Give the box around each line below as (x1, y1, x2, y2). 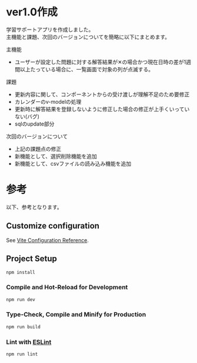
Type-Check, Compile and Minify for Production (6, 311, 146, 319)
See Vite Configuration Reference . (6, 236, 89, 243)
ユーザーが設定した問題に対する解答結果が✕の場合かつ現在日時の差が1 (14, 58, 186, 65)
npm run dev (6, 296, 35, 302)
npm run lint (6, 351, 38, 357)
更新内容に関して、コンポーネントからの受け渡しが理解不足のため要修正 (14, 91, 190, 98)
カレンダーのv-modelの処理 (14, 98, 82, 105)
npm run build (6, 324, 41, 330)
